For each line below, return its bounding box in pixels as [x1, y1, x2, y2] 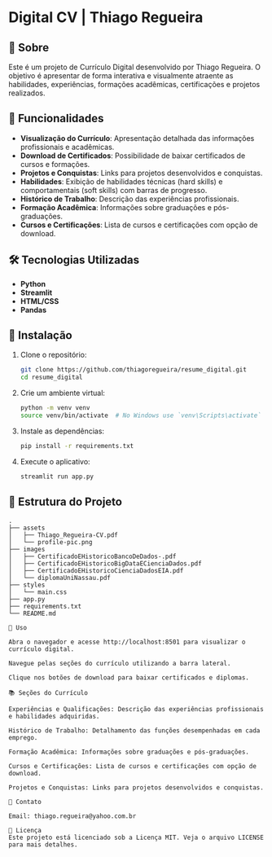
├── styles [8, 581, 46, 589]
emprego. [8, 733, 38, 741]
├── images [8, 545, 46, 553]
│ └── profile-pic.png [8, 538, 93, 546]
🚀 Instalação [8, 328, 72, 342]
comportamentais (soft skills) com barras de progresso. [20, 185, 208, 195]
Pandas [20, 305, 47, 314]
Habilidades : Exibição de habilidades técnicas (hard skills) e [20, 176, 223, 187]
